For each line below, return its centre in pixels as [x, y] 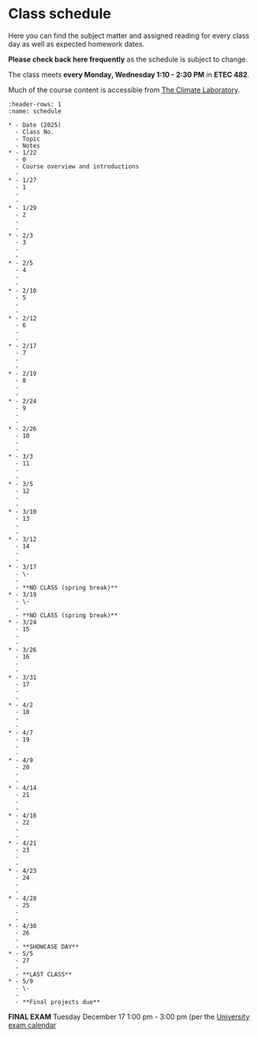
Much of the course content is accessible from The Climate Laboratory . [124, 90]
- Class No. [35, 132]
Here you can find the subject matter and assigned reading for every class [129, 36]
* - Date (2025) [35, 125]
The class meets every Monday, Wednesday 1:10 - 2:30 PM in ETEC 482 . [129, 74]
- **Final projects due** [58, 1002]
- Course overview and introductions [77, 167]
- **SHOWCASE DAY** [47, 947]
